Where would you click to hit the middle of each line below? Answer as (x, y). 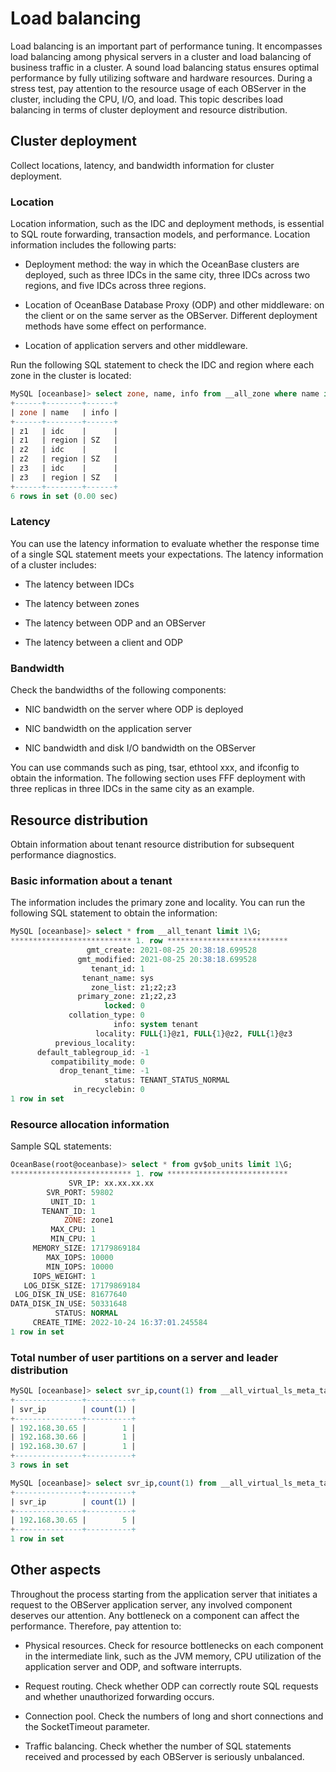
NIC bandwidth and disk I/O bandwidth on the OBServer (140, 748)
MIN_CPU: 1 (73, 1239)
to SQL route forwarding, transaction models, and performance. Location (160, 234)
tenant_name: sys (118, 978)
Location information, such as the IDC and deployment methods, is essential (167, 224)
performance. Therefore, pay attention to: (96, 1626)
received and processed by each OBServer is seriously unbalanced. (164, 1756)
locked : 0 (124, 1006)
